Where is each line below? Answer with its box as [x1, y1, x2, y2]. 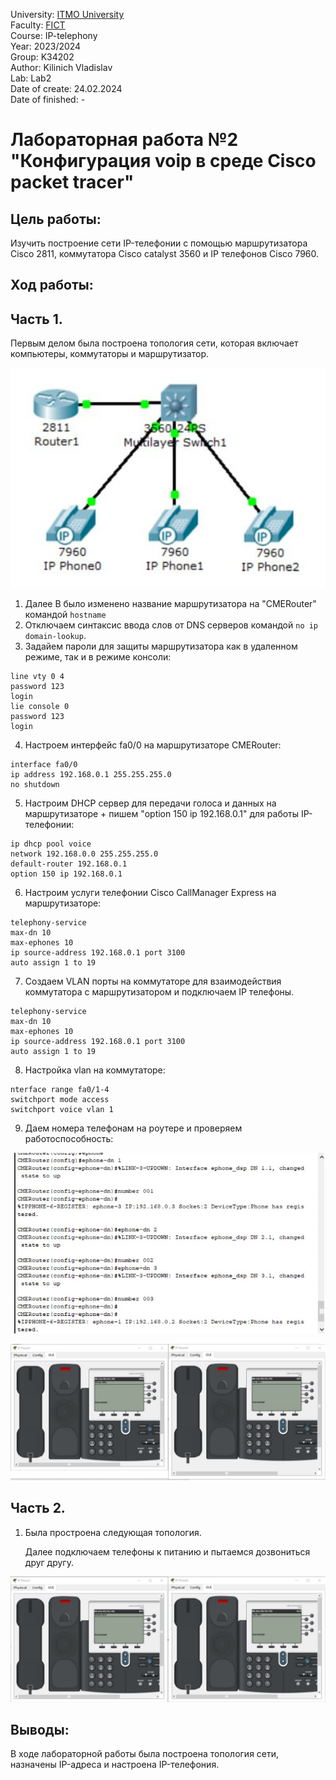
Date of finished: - [10, 94, 86, 105]
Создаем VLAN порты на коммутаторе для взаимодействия [24, 975, 282, 988]
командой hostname [24, 609, 107, 621]
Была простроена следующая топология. [24, 1526, 202, 1538]
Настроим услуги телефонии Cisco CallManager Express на [24, 887, 277, 899]
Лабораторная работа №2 [10, 129, 239, 151]
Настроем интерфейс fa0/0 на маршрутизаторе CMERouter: [24, 739, 282, 751]
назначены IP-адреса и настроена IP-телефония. [10, 1759, 220, 1771]
